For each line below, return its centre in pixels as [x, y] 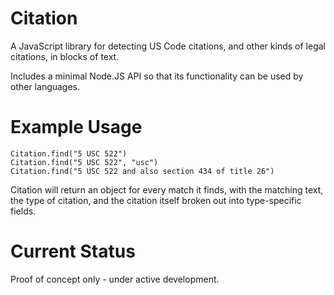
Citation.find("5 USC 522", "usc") [84, 162]
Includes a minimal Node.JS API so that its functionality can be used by [157, 76]
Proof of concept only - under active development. [115, 279]
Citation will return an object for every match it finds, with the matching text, [167, 189]
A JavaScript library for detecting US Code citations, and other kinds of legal [168, 46]
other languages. [45, 86]
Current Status [73, 251]
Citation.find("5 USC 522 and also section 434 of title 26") [142, 171]
